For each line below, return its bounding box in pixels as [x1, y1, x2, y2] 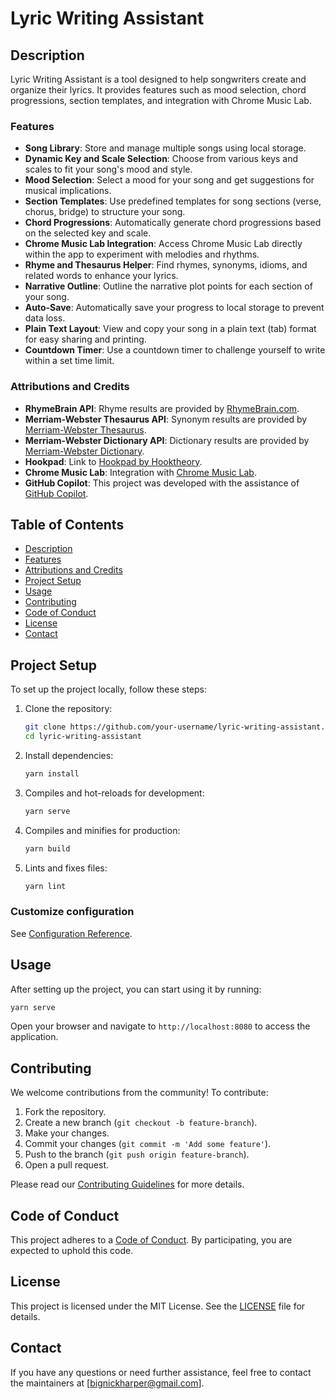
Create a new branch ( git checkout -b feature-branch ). [24, 1117, 258, 1129]
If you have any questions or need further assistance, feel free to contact [10, 1366, 312, 1378]
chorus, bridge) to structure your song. [24, 206, 186, 218]
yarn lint [24, 881, 67, 891]
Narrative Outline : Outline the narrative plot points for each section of [24, 280, 313, 292]
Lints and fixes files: [24, 862, 108, 874]
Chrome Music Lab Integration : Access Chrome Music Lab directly [24, 238, 303, 250]
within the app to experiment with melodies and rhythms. [24, 248, 260, 261]
